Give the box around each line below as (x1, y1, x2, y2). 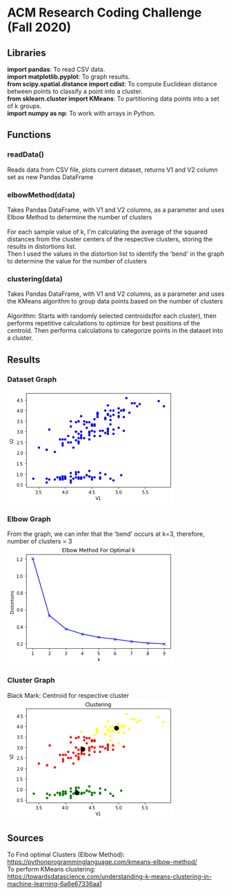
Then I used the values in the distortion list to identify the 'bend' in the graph (7, 250, 225, 258)
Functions (7, 129, 52, 141)
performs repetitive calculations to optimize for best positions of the (7, 319, 201, 328)
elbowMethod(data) (7, 190, 76, 199)
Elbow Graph (7, 514, 51, 523)
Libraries (7, 47, 46, 59)
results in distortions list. (7, 242, 77, 250)
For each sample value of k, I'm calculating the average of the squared (7, 228, 208, 236)
